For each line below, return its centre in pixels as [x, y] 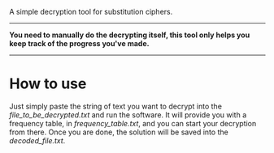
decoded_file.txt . [37, 140]
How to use [48, 84]
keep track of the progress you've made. [79, 43]
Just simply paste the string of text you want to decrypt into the [116, 106]
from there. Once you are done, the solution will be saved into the [119, 132]
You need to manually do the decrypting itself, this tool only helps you [130, 35]
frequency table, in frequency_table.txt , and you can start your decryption [133, 123]
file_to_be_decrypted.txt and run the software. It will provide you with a [128, 115]
